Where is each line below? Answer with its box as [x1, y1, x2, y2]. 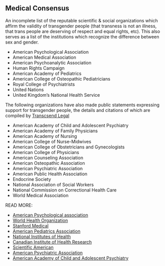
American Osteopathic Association [12, 160, 85, 166]
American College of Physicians [12, 149, 79, 155]
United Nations [12, 86, 44, 93]
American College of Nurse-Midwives [12, 138, 92, 144]
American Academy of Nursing [12, 133, 77, 139]
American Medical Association [12, 54, 76, 60]
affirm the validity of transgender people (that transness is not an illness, [5, 23, 157, 29]
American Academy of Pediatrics [12, 70, 82, 77]
